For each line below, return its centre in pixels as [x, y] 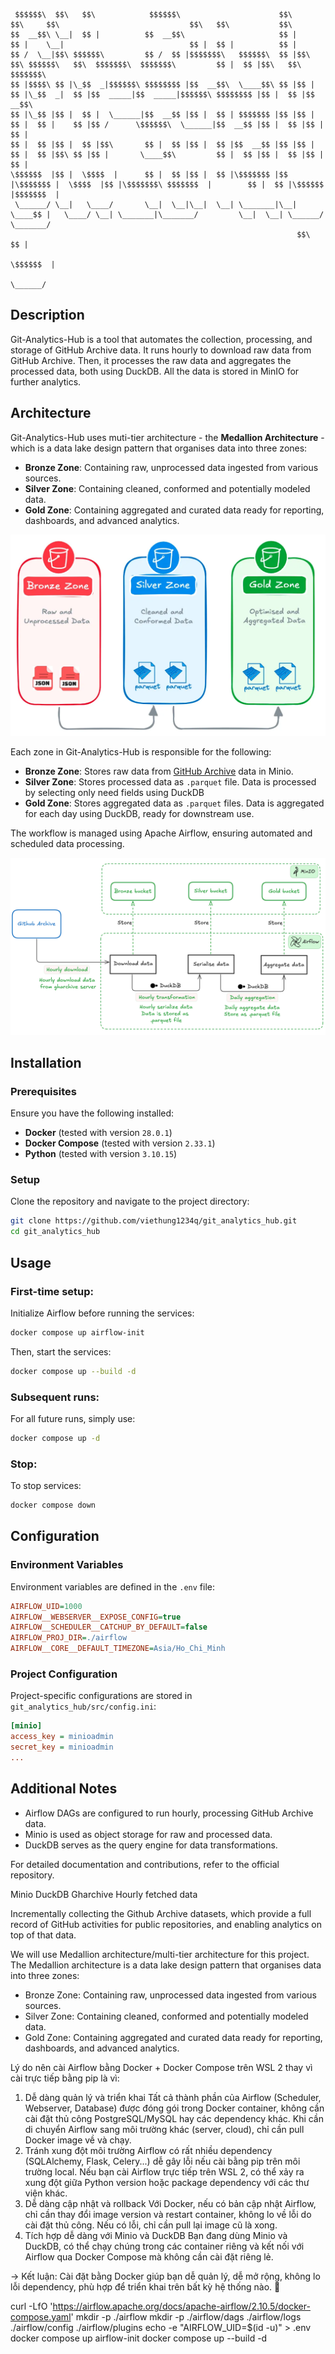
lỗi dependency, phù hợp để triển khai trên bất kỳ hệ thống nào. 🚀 [145, 2286]
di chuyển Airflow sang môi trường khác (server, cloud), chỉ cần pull [164, 2129]
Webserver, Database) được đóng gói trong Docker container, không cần [174, 2108]
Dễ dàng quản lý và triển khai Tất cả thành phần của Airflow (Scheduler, [173, 2097]
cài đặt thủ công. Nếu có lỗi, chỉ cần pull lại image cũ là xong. [151, 2225]
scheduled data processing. [67, 843]
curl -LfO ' [31, 2306]
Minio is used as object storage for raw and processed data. [148, 1834]
